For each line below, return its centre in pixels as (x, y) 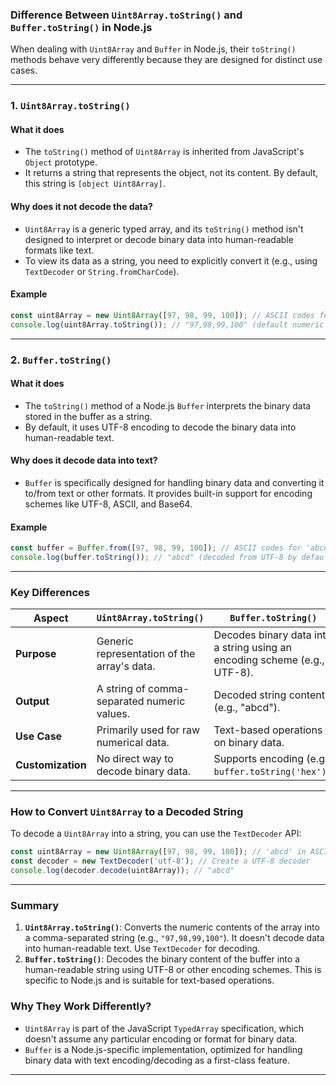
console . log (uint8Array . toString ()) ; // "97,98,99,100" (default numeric (167, 324)
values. (113, 714)
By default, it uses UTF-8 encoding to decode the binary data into (160, 427)
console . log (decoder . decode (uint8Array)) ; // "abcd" (122, 871)
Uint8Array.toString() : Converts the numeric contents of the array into (172, 927)
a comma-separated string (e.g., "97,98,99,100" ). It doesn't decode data (174, 938)
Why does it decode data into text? (84, 460)
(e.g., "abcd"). (247, 708)
